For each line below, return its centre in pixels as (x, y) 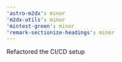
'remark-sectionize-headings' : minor (61, 32)
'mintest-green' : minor (41, 26)
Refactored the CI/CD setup (46, 52)
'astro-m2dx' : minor (36, 13)
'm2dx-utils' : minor (36, 20)
